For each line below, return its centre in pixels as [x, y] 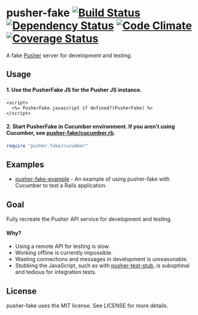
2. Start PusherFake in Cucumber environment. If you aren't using [91, 126]
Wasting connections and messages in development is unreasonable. [101, 259]
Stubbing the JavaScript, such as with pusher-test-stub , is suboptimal [102, 265]
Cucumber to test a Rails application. [61, 186]
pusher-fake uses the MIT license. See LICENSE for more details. [87, 306]
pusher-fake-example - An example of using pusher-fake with [92, 179]
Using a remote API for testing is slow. [62, 246]
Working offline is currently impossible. [64, 253]
